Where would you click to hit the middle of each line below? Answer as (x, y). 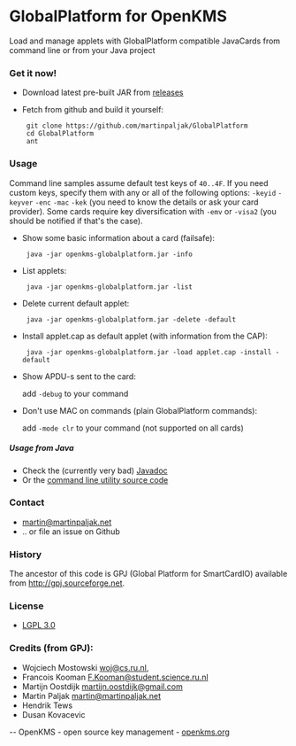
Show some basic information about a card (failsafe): (118, 237)
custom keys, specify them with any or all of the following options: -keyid (143, 192)
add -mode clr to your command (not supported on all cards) (133, 428)
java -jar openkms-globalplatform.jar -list (109, 287)
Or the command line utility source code (95, 479)
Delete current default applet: (76, 303)
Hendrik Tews (47, 705)
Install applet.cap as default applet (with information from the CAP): (144, 336)
